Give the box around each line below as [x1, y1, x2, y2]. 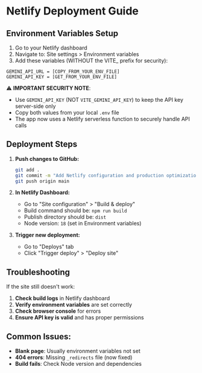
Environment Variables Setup [6, 28, 119, 39]
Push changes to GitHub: [14, 155, 80, 162]
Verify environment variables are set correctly [14, 301, 133, 309]
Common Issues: [6, 331, 71, 342]
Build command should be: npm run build [24, 207, 127, 215]
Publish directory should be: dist [24, 213, 107, 221]
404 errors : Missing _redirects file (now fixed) [14, 354, 133, 361]
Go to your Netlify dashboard [14, 44, 87, 51]
